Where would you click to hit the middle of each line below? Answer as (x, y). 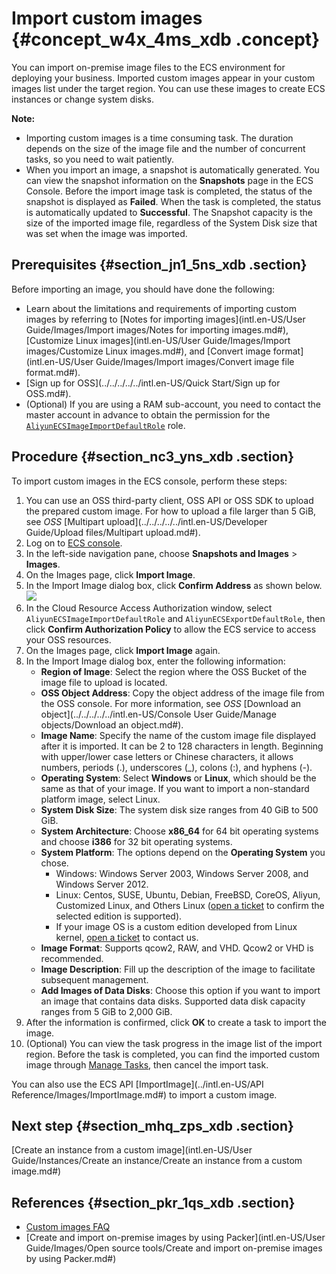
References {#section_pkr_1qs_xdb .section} (153, 1202)
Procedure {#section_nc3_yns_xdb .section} (153, 457)
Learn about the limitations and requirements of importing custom (161, 308)
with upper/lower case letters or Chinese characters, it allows (167, 756)
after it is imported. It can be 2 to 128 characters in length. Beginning (182, 746)
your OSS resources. (68, 639)
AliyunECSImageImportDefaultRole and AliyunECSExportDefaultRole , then (175, 618)
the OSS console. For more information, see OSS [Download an (171, 703)
